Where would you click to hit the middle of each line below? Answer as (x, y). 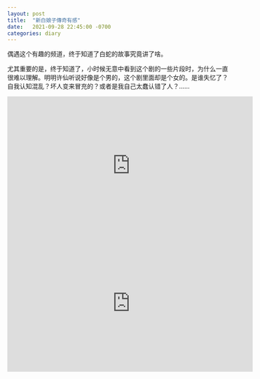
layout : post (26, 14)
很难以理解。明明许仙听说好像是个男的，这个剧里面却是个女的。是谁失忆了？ (118, 78)
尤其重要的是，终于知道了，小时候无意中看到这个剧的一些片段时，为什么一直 (118, 69)
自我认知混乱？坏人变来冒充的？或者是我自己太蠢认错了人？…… (99, 86)
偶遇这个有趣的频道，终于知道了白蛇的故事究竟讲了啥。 (87, 54)
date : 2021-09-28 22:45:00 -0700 (59, 27)
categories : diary (34, 33)
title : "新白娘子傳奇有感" (44, 20)
